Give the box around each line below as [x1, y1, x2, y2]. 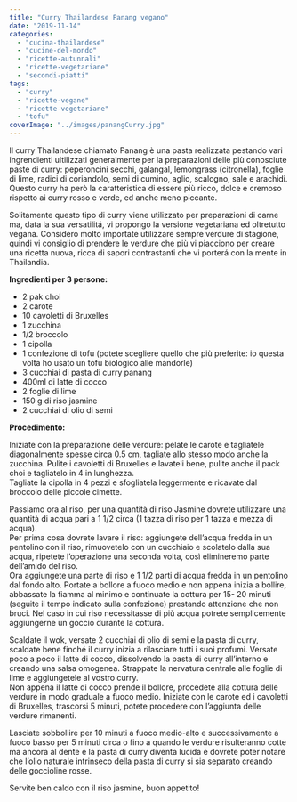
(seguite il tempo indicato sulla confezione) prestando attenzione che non [9, 598, 279, 609]
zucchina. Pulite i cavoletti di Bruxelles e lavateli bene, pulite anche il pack [9, 458, 280, 468]
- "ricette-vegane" [17, 95, 90, 105]
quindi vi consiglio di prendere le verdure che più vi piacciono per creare [9, 238, 276, 248]
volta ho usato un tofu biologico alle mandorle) [21, 358, 194, 368]
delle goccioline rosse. [9, 766, 92, 775]
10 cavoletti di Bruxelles [21, 311, 109, 320]
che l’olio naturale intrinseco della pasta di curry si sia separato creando [9, 756, 273, 766]
